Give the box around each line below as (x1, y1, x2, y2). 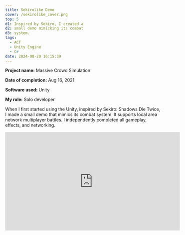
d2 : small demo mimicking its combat (5, 26, 84, 31)
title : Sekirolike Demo (5, 7, 55, 12)
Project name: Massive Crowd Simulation (5, 67, 91, 73)
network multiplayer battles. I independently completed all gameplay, (5, 117, 147, 123)
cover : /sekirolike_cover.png (5, 12, 68, 17)
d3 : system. (5, 30, 30, 35)
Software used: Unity (5, 87, 50, 93)
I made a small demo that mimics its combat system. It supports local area (5, 111, 158, 117)
